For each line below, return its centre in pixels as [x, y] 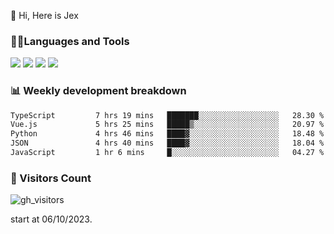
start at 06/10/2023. [51, 219]
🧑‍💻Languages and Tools [70, 41]
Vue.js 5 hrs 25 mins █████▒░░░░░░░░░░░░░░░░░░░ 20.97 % [167, 125]
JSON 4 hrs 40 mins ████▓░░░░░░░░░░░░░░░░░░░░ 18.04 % [167, 143]
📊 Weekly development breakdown [98, 91]
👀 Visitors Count [51, 178]
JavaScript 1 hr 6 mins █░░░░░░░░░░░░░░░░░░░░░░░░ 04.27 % [167, 153]
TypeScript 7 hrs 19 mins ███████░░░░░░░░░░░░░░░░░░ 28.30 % [167, 115]
